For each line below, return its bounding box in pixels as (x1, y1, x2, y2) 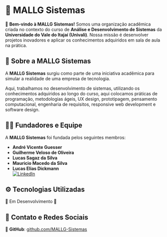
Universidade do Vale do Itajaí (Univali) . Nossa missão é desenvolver (5, 32, 149, 38)
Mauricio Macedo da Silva (12, 160, 68, 166)
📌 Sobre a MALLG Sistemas (5, 57, 91, 66)
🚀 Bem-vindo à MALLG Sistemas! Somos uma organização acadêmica (5, 21, 151, 27)
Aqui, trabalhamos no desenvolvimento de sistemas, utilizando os (5, 85, 140, 91)
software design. (5, 106, 40, 112)
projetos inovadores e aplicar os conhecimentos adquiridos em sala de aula (5, 37, 161, 43)
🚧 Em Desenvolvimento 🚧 (5, 198, 57, 204)
